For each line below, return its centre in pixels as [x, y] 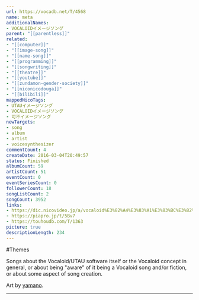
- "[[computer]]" [28, 45]
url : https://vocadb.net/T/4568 [46, 12]
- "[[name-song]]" [29, 56]
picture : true [24, 227]
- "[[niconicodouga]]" [34, 89]
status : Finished [28, 161]
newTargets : [21, 122]
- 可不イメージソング [29, 116]
